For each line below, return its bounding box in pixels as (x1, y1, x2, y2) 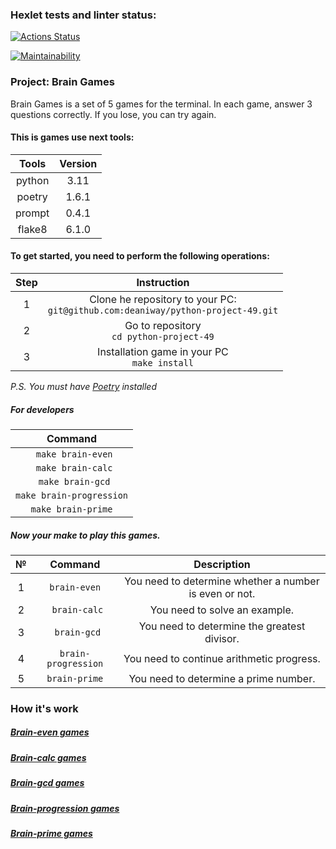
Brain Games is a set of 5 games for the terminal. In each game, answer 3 (10, 98, 313, 110)
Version (59, 156, 98, 170)
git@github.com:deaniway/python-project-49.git (47, 305, 279, 316)
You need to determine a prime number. (128, 671, 316, 685)
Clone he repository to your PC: (89, 293, 237, 306)
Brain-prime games (10, 827, 93, 839)
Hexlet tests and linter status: (10, 8, 157, 22)
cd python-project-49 (111, 331, 215, 342)
